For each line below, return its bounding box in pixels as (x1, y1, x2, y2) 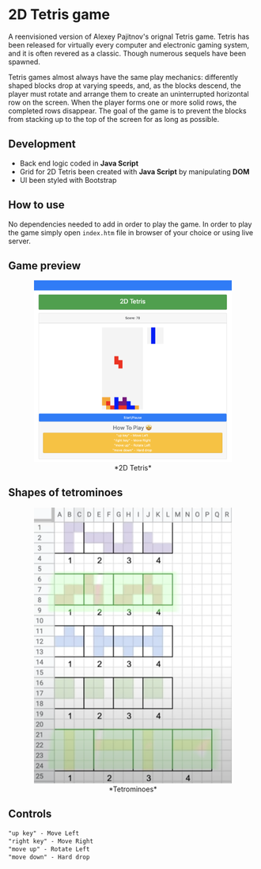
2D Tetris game (8, 6, 111, 24)
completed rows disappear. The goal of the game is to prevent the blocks (8, 105, 247, 116)
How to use (8, 198, 65, 212)
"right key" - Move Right (8, 837, 93, 845)
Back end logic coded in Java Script (19, 158, 139, 168)
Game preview (8, 259, 81, 273)
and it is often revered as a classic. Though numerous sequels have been (8, 48, 247, 58)
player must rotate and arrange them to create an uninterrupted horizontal (8, 89, 249, 98)
